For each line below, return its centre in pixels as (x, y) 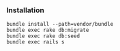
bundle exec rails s (36, 42)
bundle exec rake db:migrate (48, 30)
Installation (26, 10)
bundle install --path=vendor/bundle (60, 24)
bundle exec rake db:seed (43, 36)
